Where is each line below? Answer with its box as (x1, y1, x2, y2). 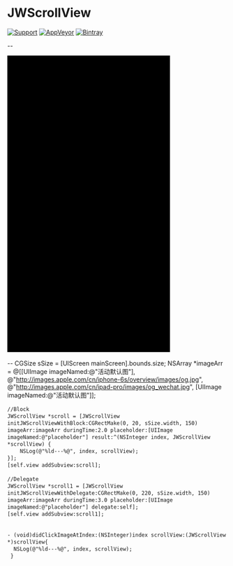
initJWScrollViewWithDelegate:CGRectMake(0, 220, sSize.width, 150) (7, 489, 211, 497)
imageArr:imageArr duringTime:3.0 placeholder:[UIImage (7, 496, 173, 504)
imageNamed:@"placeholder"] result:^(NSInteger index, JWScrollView (7, 433, 211, 441)
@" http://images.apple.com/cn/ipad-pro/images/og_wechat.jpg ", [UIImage (7, 382, 222, 391)
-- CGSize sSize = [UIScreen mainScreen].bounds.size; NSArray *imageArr (7, 358, 223, 368)
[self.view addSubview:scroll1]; (7, 510, 105, 518)
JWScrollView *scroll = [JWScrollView (7, 412, 120, 420)
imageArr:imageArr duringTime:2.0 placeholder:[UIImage (7, 426, 173, 434)
